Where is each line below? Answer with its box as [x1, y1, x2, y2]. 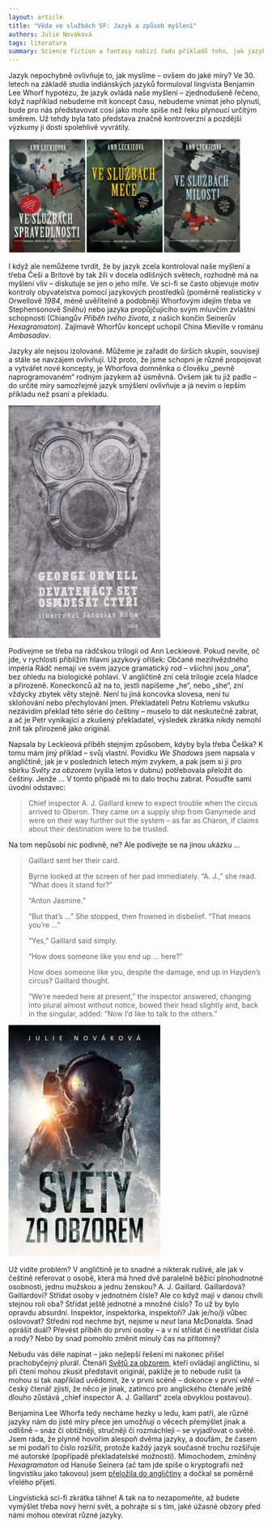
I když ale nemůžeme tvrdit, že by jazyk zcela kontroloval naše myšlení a [8, 261, 251, 271]
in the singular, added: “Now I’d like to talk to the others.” [28, 1009, 218, 1019]
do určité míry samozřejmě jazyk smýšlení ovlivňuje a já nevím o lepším [8, 381, 246, 391]
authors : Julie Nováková [8, 30, 92, 38]
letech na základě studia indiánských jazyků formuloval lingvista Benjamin [8, 80, 255, 89]
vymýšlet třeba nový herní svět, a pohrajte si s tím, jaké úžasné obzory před [8, 1502, 261, 1512]
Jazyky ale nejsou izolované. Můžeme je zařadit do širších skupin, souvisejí [8, 346, 260, 356]
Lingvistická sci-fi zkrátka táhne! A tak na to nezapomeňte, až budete [8, 1493, 240, 1503]
